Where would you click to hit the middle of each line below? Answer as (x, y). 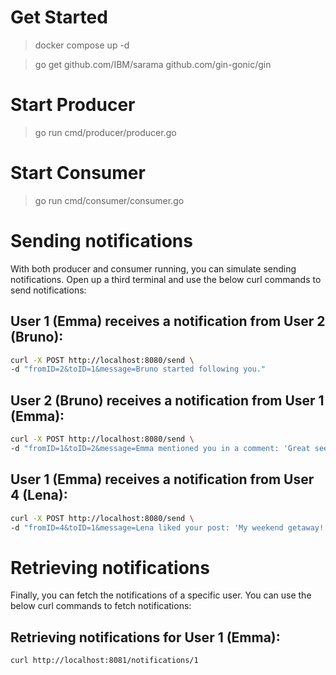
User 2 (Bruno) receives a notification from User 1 (167, 400)
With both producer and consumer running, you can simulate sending (153, 268)
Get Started (59, 17)
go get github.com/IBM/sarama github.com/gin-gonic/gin (153, 64)
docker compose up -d (82, 45)
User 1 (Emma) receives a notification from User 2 (168, 321)
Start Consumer (78, 173)
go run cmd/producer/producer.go (105, 132)
